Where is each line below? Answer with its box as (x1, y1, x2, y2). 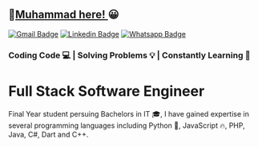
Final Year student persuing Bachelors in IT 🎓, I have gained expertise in (8, 109, 250, 118)
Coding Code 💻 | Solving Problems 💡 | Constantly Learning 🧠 (8, 50, 251, 61)
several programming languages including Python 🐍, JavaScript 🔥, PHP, (8, 121, 246, 130)
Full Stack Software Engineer (8, 81, 205, 100)
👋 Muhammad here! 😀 (8, 8, 119, 22)
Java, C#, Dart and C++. (8, 129, 89, 139)
